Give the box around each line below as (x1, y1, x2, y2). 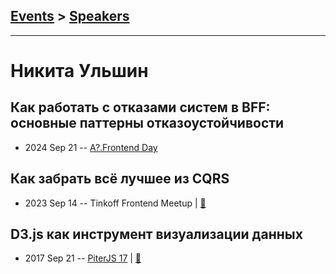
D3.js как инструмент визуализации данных (10, 226, 303, 243)
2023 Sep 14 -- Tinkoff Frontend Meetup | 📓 (24, 197, 207, 209)
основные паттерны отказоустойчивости (10, 115, 285, 132)
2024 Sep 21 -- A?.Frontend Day (24, 141, 158, 153)
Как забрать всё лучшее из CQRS (10, 170, 230, 188)
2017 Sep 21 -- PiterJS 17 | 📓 (24, 252, 142, 264)
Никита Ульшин (10, 60, 149, 82)
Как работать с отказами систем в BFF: (10, 99, 271, 116)
